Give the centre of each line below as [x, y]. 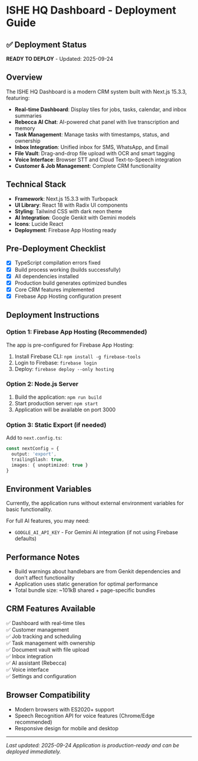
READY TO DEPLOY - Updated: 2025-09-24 [60, 59]
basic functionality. [29, 509]
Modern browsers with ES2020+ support [64, 709]
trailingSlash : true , [38, 459]
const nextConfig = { [33, 449]
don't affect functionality [44, 578]
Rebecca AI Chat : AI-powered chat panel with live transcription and [97, 122]
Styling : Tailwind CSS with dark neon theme [68, 211]
